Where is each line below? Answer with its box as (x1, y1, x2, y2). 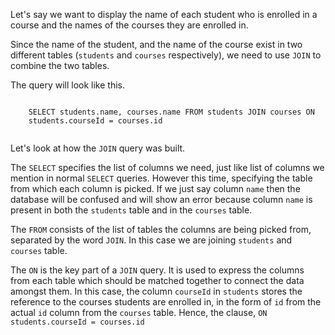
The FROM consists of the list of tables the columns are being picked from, (10, 224, 312, 235)
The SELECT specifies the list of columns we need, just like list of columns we (10, 162, 325, 173)
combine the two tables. (10, 60, 110, 71)
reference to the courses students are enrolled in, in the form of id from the (10, 296, 322, 308)
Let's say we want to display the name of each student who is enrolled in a (10, 9, 318, 20)
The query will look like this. (10, 79, 126, 91)
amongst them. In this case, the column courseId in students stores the (10, 285, 303, 297)
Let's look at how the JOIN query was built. (10, 142, 186, 154)
